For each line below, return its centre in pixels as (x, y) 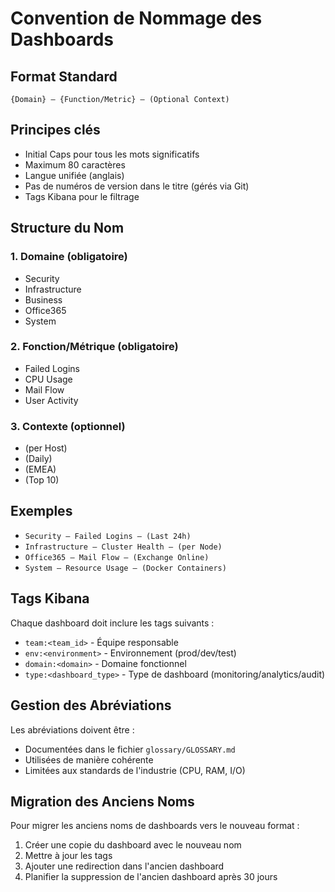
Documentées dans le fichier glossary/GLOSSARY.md (130, 749)
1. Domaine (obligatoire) (69, 257)
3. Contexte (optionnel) (68, 426)
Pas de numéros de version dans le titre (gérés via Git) (137, 186)
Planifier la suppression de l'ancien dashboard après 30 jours (151, 877)
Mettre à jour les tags (68, 856)
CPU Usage (48, 379)
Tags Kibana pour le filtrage (82, 196)
